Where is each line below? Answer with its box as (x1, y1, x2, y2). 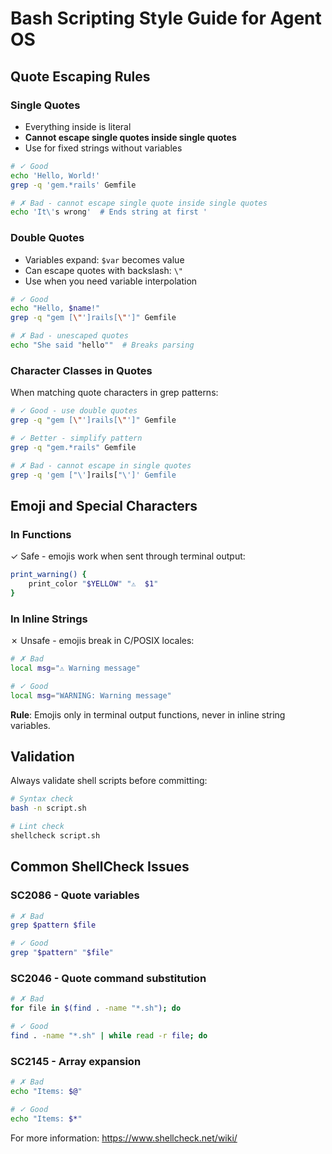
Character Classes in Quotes (10, 363, 153, 377)
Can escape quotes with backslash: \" (24, 264, 183, 276)
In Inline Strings (10, 612, 88, 626)
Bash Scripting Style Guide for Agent (10, 7, 322, 30)
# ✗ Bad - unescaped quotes (10, 331, 129, 341)
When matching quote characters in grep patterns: (10, 387, 219, 399)
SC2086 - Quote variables (10, 888, 140, 902)
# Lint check (10, 822, 65, 832)
